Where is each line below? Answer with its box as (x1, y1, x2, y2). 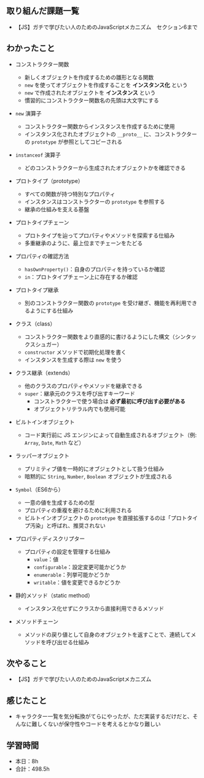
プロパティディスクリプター (15, 535, 85, 542)
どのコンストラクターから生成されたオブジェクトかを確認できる (24, 164, 186, 171)
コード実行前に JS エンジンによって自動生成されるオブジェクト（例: (24, 431, 197, 438)
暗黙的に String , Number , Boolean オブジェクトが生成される (24, 472, 173, 480)
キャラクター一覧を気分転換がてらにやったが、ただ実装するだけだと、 (15, 713, 193, 720)
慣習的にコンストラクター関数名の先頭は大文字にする (24, 96, 159, 104)
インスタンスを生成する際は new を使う (24, 356, 122, 364)
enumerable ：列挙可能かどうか (33, 570, 110, 578)
